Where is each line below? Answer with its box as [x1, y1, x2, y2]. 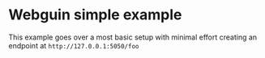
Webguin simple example [8, 6, 182, 24]
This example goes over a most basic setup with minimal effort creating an [8, 32, 258, 42]
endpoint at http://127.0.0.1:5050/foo [8, 40, 139, 50]
